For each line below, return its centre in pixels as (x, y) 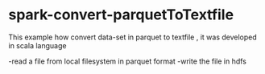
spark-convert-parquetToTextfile (121, 15)
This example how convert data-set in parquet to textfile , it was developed (133, 37)
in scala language (37, 45)
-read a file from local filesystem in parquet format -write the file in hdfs (128, 61)
